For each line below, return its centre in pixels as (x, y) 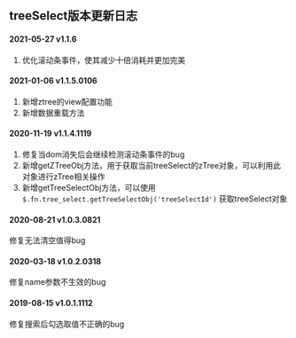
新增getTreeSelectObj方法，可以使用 (89, 188)
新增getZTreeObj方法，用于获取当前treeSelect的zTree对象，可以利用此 (152, 165)
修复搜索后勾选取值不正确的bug (67, 324)
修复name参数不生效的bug (58, 282)
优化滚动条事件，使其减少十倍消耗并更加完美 (104, 59)
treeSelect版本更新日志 (74, 16)
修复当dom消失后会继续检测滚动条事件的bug (103, 154)
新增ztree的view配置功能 (67, 101)
